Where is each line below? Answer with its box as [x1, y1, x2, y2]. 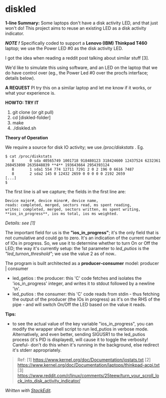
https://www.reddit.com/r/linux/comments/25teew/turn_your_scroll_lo [17, 372, 160, 378]
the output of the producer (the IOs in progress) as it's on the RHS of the [12, 296, 161, 302]
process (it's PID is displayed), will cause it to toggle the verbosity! [12, 336, 149, 342]
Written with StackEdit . [5, 387, 52, 393]
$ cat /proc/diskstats [5, 154, 52, 159]
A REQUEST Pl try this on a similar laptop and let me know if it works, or [5, 84, 152, 90]
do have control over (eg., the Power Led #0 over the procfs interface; [5, 69, 149, 75]
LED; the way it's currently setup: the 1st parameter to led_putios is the [5, 245, 150, 251]
